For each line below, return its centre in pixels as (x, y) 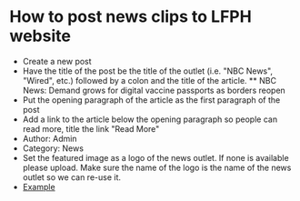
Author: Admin (50, 138)
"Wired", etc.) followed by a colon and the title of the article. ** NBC (150, 80)
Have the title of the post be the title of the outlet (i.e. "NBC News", (148, 71)
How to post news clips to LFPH (130, 17)
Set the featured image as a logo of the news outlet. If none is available (155, 157)
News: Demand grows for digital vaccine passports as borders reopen (154, 90)
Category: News (53, 148)
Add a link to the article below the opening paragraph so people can (150, 119)
